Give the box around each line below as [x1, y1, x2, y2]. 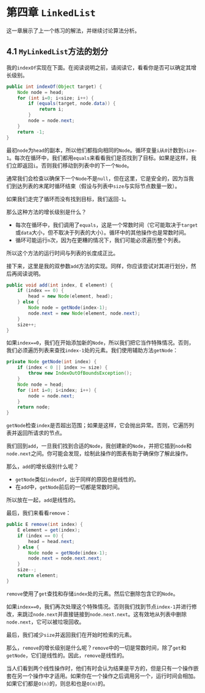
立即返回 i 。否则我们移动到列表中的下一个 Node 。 [11, 162, 132, 169]
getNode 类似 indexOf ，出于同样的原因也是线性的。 [15, 476, 140, 483]
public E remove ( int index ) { [6, 522, 84, 528]
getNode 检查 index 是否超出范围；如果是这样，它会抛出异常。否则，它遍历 [6, 422, 189, 429]
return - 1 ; [17, 129, 45, 135]
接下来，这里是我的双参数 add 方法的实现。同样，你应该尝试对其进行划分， [6, 262, 191, 269]
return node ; [17, 404, 51, 410]
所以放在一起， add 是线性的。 [6, 496, 79, 503]
